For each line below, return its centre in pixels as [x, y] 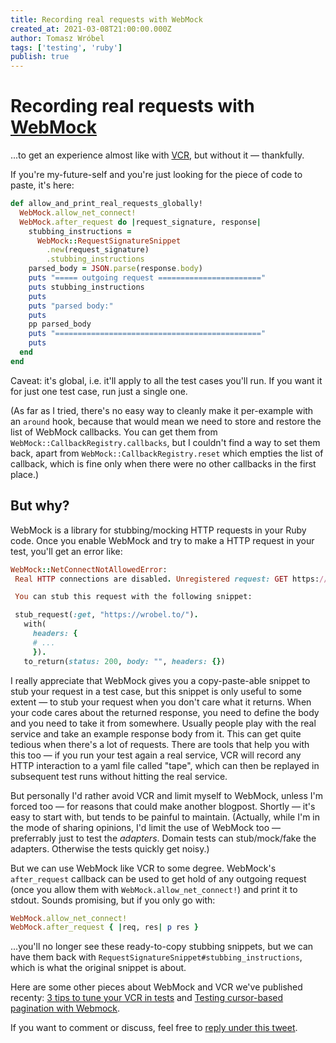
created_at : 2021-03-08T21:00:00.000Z [91, 29]
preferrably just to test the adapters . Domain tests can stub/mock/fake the [163, 838]
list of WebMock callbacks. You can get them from [114, 432]
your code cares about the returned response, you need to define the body [165, 712]
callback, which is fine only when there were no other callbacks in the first [163, 463]
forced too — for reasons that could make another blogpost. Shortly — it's [163, 806]
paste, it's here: [42, 185]
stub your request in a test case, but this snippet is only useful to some [156, 691]
